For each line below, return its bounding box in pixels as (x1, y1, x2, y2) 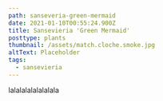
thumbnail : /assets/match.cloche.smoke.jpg (8, 41, 156, 49)
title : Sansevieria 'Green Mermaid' (8, 26, 130, 34)
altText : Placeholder (8, 49, 81, 56)
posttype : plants (8, 33, 66, 42)
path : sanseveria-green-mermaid (8, 11, 116, 20)
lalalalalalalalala (8, 85, 60, 95)
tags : (8, 56, 26, 64)
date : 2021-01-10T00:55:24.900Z (8, 19, 116, 27)
